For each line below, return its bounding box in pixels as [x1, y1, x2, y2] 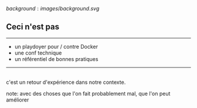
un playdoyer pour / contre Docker [14, 43, 98, 50]
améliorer [6, 96, 29, 103]
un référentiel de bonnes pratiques [14, 55, 98, 62]
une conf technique [14, 49, 62, 56]
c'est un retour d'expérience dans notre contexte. [6, 79, 126, 86]
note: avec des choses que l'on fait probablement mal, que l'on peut [6, 90, 171, 97]
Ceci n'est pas [6, 22, 60, 32]
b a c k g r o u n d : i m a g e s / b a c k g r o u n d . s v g [6, 5, 100, 12]
